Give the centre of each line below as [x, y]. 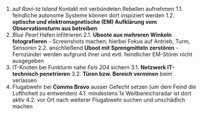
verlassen [24, 80]
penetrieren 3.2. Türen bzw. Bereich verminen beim [106, 74]
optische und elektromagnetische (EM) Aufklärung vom [84, 22]
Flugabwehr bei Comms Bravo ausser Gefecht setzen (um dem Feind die [104, 87]
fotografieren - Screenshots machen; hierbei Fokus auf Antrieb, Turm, [101, 41]
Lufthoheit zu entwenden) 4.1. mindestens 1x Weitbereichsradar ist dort [102, 93]
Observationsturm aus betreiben [55, 28]
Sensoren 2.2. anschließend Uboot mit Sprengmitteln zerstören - [95, 48]
